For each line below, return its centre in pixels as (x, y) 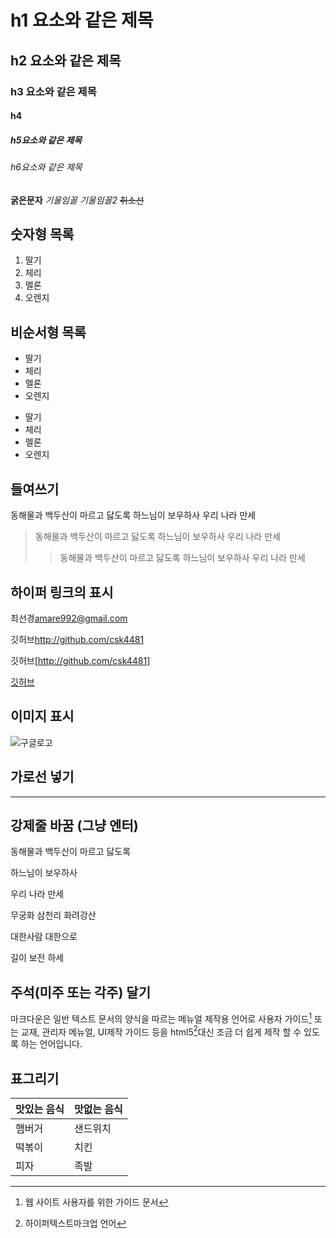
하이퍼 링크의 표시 (62, 592)
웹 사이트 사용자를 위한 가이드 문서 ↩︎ (96, 1202)
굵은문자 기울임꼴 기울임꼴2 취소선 (77, 200)
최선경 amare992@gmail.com (69, 618)
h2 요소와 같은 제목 (66, 60)
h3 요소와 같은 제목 (53, 91)
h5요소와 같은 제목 (46, 140)
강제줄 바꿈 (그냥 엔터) (74, 825)
